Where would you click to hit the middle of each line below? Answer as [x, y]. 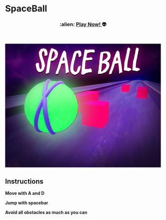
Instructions [24, 181]
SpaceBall [26, 9]
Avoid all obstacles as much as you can [46, 213]
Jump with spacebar [27, 203]
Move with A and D [25, 193]
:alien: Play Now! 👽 [83, 24]
